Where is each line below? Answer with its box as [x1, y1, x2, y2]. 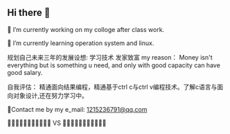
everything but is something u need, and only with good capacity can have [7, 60, 220, 69]
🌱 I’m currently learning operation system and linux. [7, 39, 154, 47]
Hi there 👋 [7, 7, 51, 19]
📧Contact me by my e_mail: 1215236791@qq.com [7, 105, 148, 113]
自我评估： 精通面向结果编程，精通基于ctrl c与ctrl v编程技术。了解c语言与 [7, 83, 218, 91]
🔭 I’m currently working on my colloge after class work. [7, 25, 165, 33]
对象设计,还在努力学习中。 [12, 91, 89, 99]
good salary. [7, 68, 43, 76]
